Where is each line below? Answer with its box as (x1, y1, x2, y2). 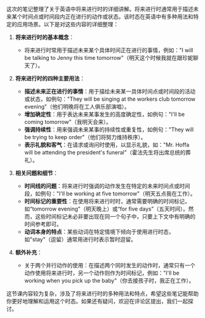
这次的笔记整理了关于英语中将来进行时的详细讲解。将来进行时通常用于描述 (6, 5, 193, 12)
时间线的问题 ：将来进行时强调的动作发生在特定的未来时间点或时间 (24, 182, 190, 189)
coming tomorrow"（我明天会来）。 (24, 118, 112, 125)
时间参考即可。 (24, 220, 62, 228)
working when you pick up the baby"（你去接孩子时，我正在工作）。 (24, 277, 195, 284)
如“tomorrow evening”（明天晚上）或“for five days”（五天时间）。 (24, 205, 189, 212)
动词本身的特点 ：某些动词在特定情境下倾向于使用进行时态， (24, 228, 174, 235)
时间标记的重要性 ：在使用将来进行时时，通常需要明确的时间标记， (24, 198, 190, 204)
